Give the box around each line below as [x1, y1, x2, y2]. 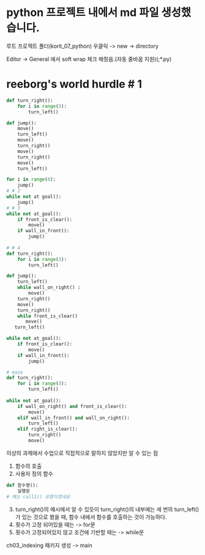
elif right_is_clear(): [17, 426, 78, 432]
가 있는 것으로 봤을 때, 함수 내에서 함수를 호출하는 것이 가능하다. [15, 513, 167, 521]
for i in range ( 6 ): [6, 176, 56, 183]
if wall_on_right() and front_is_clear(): [17, 403, 127, 409]
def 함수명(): [6, 482, 39, 488]
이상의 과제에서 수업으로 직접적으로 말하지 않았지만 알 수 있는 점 [6, 449, 158, 456]
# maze [6, 369, 23, 376]
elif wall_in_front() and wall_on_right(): [17, 415, 130, 421]
